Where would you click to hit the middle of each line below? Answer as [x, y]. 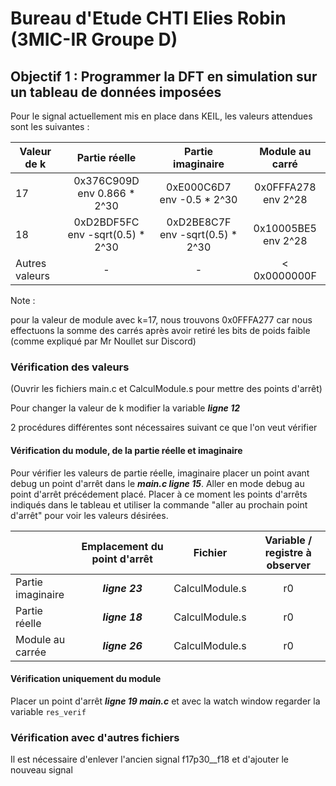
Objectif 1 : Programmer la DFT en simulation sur [164, 76]
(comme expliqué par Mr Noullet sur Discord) [103, 341]
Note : [23, 300]
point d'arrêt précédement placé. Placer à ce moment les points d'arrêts [159, 494]
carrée [31, 652]
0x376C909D [106, 180]
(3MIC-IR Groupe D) [94, 39]
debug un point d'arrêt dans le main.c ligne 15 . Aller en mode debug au [157, 483]
